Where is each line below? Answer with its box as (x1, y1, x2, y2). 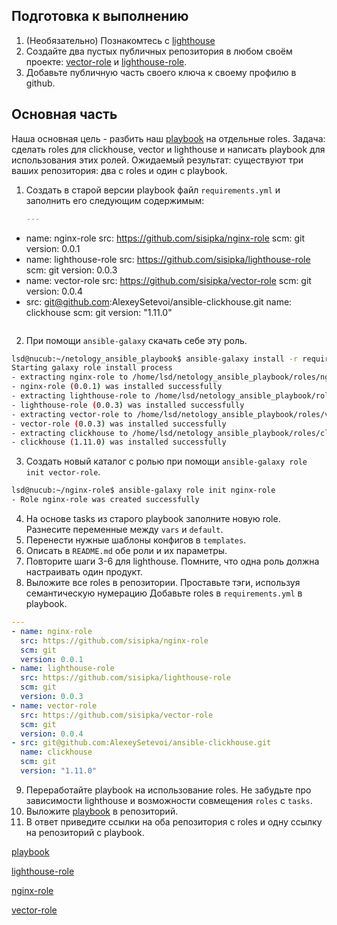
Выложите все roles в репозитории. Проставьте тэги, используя (25, 577, 301, 588)
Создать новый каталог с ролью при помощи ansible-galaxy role (25, 455, 308, 468)
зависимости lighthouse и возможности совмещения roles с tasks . (25, 794, 313, 806)
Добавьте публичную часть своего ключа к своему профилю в (25, 66, 297, 78)
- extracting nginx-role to (11, 372, 129, 383)
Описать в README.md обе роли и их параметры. (25, 545, 228, 556)
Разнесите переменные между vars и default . (25, 524, 224, 535)
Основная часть (11, 106, 118, 123)
